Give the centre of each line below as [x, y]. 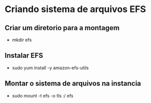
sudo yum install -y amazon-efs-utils [50, 68]
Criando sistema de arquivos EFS [75, 9]
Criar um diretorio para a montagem [62, 28]
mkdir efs [22, 40]
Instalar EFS [24, 56]
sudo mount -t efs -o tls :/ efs [43, 95]
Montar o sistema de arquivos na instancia [73, 84]
